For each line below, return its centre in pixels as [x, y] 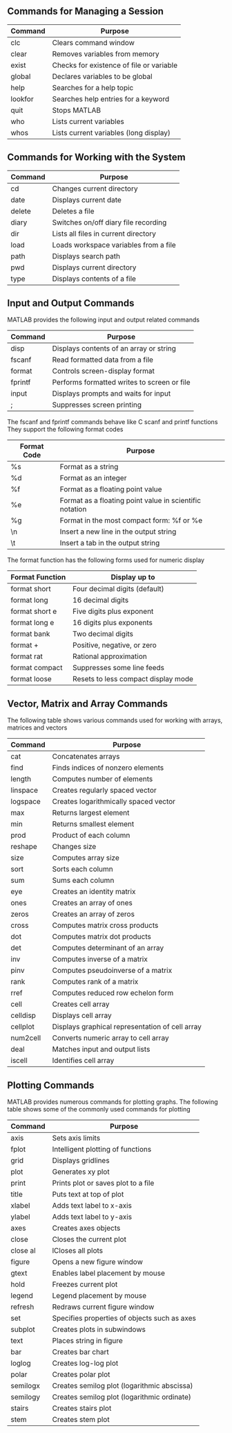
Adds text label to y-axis [92, 1217]
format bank [30, 634]
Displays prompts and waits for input [112, 394]
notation [73, 509]
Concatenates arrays [86, 757]
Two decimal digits [103, 634]
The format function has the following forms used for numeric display [106, 560]
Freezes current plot [85, 1285]
